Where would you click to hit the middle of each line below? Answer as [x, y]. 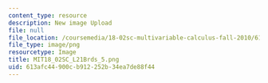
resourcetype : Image [43, 52]
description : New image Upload [60, 23]
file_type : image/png [44, 45]
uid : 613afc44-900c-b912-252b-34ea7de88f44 [82, 67]
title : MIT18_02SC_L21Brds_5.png [64, 60]
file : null [26, 30]
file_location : [33, 38]
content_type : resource [48, 15]
